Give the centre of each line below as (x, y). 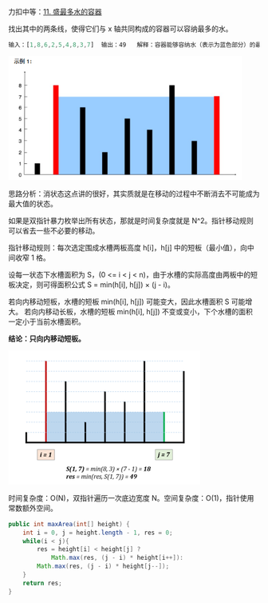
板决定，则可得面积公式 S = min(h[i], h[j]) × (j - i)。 (92, 284)
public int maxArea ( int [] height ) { (69, 524)
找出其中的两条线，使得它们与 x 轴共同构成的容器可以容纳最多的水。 (120, 29)
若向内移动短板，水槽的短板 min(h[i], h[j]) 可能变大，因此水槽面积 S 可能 (127, 301)
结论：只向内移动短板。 (47, 338)
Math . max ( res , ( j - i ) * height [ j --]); (103, 566)
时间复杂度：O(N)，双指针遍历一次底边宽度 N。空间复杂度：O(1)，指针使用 (131, 497)
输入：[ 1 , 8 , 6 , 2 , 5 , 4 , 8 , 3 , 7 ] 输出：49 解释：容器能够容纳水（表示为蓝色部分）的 (132, 45)
